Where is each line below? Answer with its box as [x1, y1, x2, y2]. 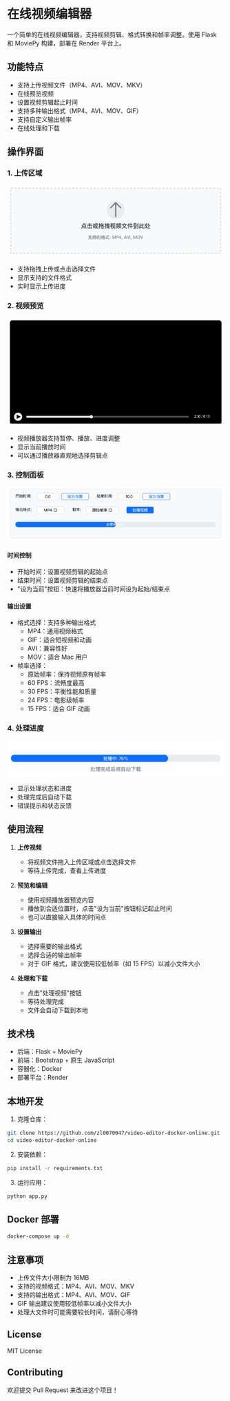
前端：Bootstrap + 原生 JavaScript [17, 1056, 115, 1065]
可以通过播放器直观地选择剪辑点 [17, 451, 108, 459]
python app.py [7, 1193, 48, 1200]
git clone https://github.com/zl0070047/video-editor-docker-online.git [7, 1129, 220, 1137]
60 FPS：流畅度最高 [27, 679, 85, 687]
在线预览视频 [17, 89, 54, 97]
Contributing [7, 1367, 63, 1378]
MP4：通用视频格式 [27, 627, 84, 635]
